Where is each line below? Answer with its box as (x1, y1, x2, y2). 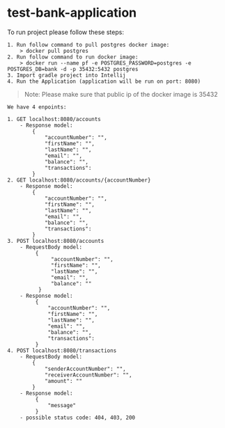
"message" (47, 402, 77, 409)
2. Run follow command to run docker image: (7, 54, 139, 61)
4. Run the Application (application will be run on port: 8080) (7, 78, 201, 85)
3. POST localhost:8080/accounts (7, 237, 104, 244)
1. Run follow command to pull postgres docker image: (7, 41, 170, 48)
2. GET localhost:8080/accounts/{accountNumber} (7, 176, 151, 184)
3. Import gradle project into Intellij (7, 72, 127, 79)
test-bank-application (7, 5, 137, 21)
